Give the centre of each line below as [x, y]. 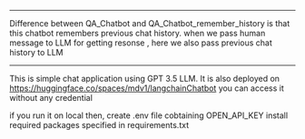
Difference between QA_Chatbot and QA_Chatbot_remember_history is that [150, 23]
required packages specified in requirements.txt [99, 125]
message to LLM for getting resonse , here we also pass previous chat [141, 43]
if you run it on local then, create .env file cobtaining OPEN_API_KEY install [149, 115]
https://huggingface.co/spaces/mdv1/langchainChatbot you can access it [147, 88]
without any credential [51, 98]
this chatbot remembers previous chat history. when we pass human [138, 33]
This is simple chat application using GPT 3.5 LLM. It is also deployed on [144, 79]
